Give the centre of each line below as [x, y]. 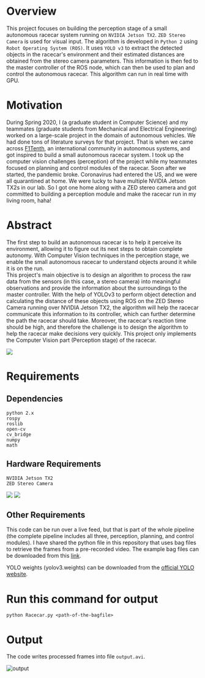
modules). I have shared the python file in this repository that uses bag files [102, 543]
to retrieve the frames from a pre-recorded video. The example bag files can [102, 549]
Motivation [35, 105]
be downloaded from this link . [44, 556]
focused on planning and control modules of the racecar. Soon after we [96, 168]
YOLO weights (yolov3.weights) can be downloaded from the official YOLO [100, 568]
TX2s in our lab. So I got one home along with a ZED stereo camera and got [102, 187]
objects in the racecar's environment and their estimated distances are [95, 54]
